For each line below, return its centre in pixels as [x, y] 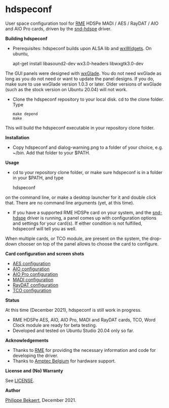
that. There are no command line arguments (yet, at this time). [70, 202]
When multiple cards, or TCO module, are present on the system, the [77, 238]
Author [13, 390]
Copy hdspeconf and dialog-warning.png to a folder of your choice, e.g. [88, 147]
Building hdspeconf [26, 38]
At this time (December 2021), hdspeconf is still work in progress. [73, 310]
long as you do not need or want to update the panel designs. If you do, [80, 78]
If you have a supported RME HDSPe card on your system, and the [82, 212]
